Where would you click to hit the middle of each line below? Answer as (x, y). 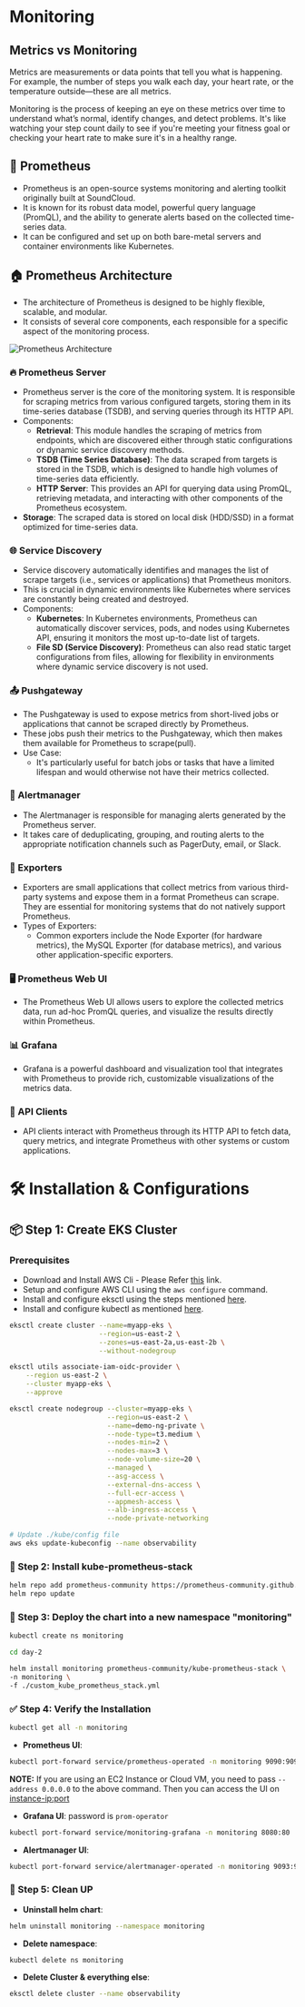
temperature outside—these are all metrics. (90, 91)
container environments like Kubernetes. (98, 246)
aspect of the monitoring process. (86, 331)
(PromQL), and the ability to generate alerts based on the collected (148, 217)
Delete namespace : (60, 1943)
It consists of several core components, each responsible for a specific (155, 321)
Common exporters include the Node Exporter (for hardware (149, 936)
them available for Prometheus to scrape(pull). (109, 743)
